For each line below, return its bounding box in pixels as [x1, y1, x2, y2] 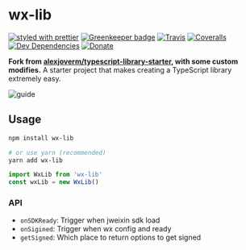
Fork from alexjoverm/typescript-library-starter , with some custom [8, 56, 239, 66]
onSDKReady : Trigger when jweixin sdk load [19, 215, 161, 225]
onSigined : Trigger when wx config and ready [19, 224, 172, 234]
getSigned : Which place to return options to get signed [19, 232, 202, 243]
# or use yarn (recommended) [8, 148, 106, 156]
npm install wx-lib [8, 134, 74, 142]
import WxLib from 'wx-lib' [8, 171, 103, 179]
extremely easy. [8, 73, 62, 83]
